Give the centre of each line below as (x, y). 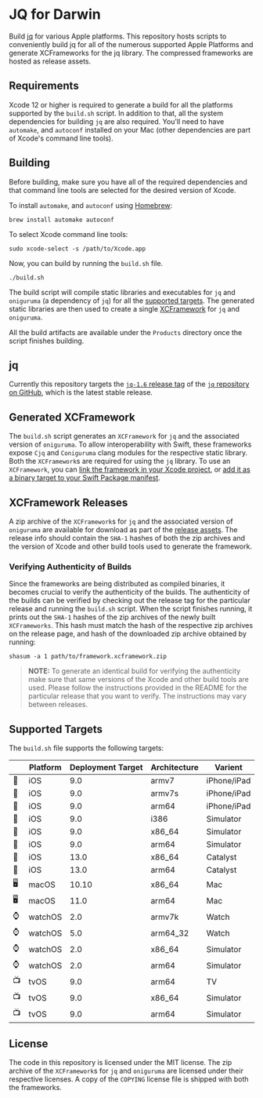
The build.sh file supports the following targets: (86, 748)
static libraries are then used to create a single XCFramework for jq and (124, 308)
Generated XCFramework (72, 417)
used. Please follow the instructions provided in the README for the (137, 688)
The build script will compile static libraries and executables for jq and (122, 292)
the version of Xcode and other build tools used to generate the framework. (131, 546)
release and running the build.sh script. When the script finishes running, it (131, 609)
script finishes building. (47, 341)
